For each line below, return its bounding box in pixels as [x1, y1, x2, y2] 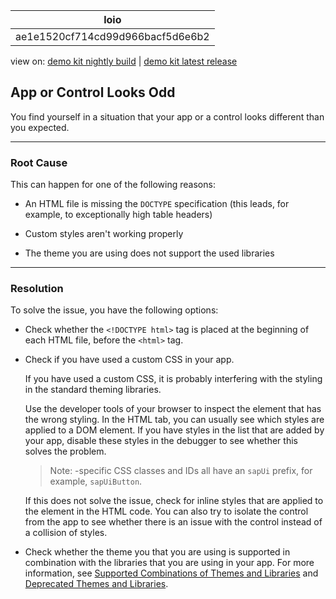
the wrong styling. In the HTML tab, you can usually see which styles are [24, 414, 325, 426]
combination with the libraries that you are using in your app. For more [24, 557, 315, 569]
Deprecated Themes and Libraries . [24, 578, 169, 590]
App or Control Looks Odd [10, 84, 176, 101]
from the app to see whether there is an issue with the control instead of [24, 516, 323, 528]
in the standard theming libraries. [24, 384, 162, 396]
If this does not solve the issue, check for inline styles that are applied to [24, 495, 324, 507]
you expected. [10, 121, 70, 133]
